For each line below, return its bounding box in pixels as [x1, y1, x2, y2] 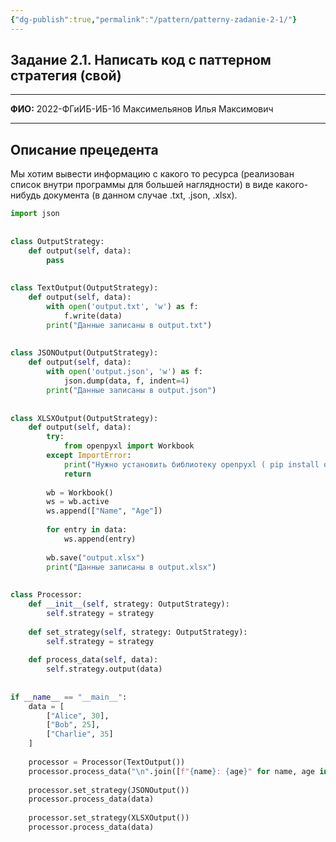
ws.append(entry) [63, 534, 137, 544]
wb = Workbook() [46, 487, 114, 498]
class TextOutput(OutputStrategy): [10, 283, 159, 293]
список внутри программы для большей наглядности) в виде [10, 179, 274, 191]
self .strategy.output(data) [46, 664, 163, 675]
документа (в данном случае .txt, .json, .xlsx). [43, 189, 238, 201]
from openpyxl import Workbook [63, 441, 195, 451]
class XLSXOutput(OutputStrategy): [10, 413, 159, 423]
